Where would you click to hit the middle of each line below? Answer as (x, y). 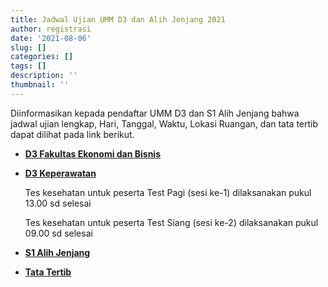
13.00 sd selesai (58, 203)
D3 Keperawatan (60, 173)
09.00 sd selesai (58, 233)
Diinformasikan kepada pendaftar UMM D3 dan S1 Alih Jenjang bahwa (155, 113)
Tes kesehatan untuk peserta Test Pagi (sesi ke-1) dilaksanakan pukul (168, 192)
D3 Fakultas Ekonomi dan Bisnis (93, 153)
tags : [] (28, 66)
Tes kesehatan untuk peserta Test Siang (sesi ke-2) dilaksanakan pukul (171, 222)
